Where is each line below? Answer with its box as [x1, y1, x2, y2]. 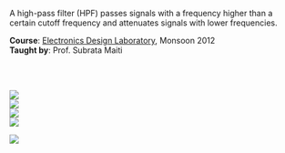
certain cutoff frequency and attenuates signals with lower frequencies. [9, 17, 278, 28]
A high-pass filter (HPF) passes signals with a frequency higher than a [9, 8, 273, 18]
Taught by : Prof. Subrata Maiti [9, 45, 123, 56]
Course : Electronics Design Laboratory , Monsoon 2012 [9, 36, 216, 46]
